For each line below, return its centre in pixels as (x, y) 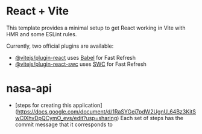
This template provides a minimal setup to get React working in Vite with (96, 28)
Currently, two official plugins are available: (60, 46)
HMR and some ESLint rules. (42, 34)
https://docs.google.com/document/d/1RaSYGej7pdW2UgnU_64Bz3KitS (107, 111)
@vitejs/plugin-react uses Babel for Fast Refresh (75, 57)
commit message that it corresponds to (64, 124)
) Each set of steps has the (150, 118)
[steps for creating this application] (58, 105)
